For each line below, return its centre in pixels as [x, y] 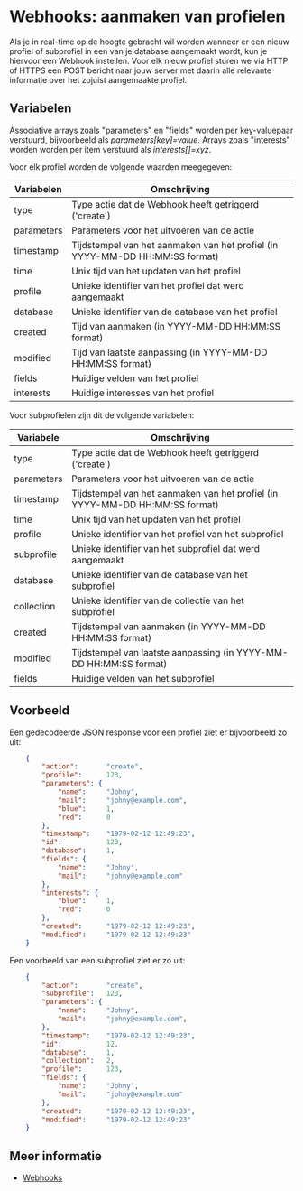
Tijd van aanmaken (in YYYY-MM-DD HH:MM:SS [176, 326]
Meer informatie [55, 1156]
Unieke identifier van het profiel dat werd [158, 285]
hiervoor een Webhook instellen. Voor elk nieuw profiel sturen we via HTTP [149, 60]
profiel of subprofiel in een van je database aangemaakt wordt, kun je [138, 51]
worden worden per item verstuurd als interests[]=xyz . [110, 149]
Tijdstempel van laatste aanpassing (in [153, 652]
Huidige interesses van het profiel [143, 393]
